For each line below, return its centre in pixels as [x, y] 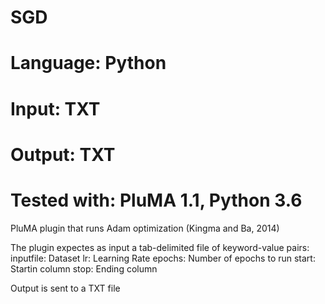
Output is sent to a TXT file [65, 288]
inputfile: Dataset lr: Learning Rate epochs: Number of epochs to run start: [163, 258]
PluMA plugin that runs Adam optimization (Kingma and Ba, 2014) [145, 228]
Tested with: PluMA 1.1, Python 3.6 [156, 200]
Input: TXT [55, 108]
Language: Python [88, 63]
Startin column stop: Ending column [84, 268]
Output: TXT [63, 154]
